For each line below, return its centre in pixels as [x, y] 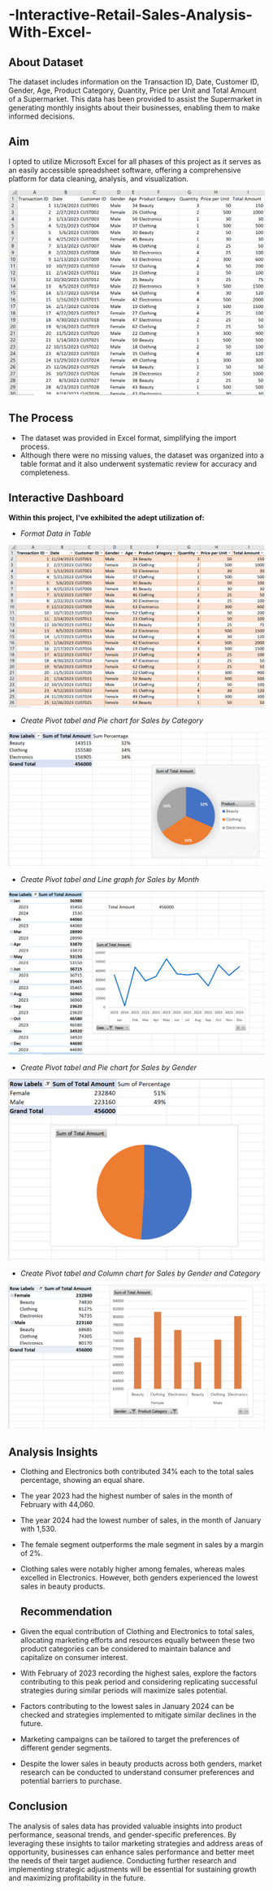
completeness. [45, 472]
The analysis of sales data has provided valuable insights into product [125, 1826]
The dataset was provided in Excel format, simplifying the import [128, 437]
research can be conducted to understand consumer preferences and [137, 1772]
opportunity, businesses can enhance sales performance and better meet [131, 1852]
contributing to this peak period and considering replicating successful [139, 1681]
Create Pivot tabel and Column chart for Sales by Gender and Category [140, 1273]
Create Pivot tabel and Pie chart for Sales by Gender [108, 1067]
